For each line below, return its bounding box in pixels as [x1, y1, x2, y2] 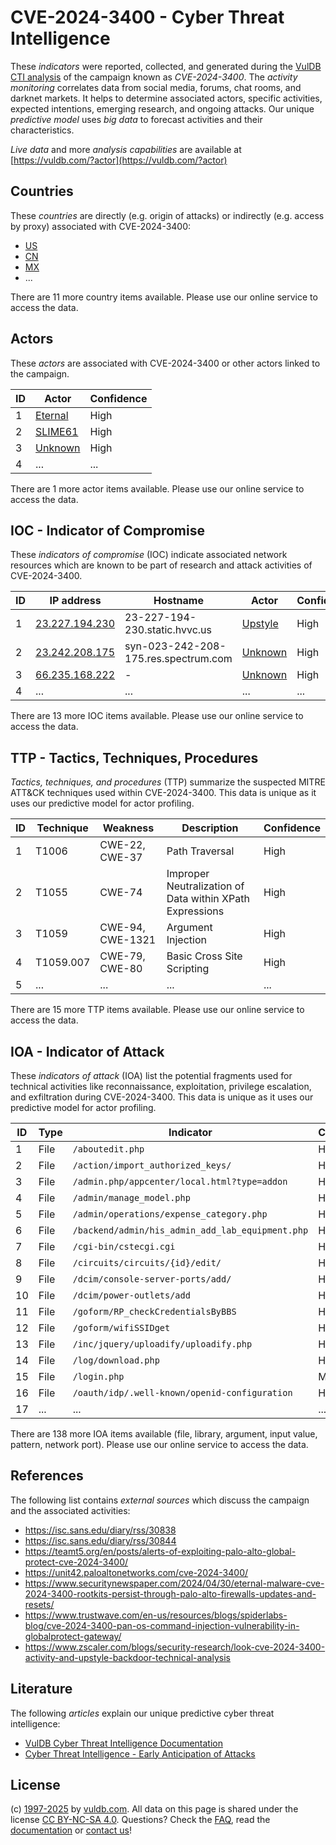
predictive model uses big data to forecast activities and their [10, 113, 263, 125]
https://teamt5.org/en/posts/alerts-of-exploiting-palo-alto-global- [24, 1545, 297, 1557]
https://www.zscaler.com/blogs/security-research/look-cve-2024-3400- [24, 1641, 326, 1653]
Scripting [166, 962, 210, 976]
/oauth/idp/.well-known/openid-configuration [72, 1387, 293, 1398]
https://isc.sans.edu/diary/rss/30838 [24, 1524, 177, 1536]
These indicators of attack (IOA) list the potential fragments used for [10, 1070, 293, 1081]
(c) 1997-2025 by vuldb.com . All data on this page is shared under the [10, 1803, 299, 1815]
